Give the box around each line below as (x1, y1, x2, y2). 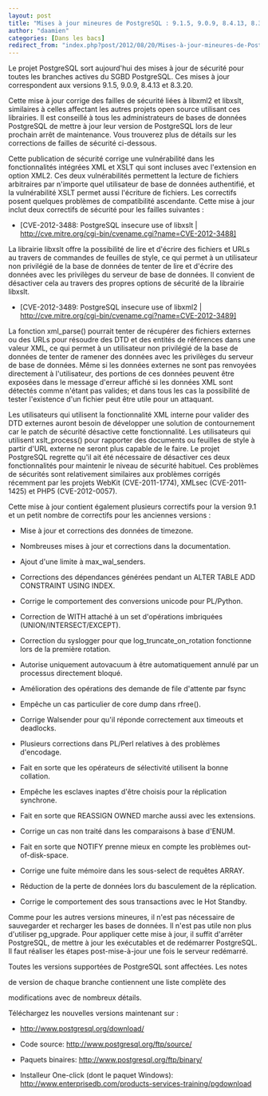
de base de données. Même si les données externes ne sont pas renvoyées (8, 361, 257, 370)
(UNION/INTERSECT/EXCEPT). (19, 621, 121, 630)
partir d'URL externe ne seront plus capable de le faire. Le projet (8, 444, 220, 454)
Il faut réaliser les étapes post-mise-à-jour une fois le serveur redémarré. (8, 946, 249, 956)
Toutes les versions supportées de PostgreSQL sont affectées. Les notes (8, 962, 248, 972)
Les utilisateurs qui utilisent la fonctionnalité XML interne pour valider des (8, 410, 250, 420)
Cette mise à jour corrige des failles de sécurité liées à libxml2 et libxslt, (8, 96, 244, 106)
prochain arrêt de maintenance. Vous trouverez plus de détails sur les (8, 130, 237, 140)
